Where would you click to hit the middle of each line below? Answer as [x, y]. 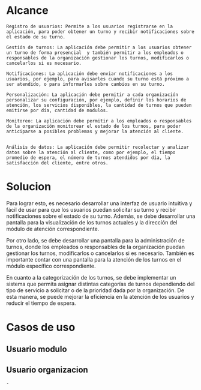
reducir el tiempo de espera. [41, 303]
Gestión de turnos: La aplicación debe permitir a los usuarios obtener [99, 47]
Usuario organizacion [47, 370]
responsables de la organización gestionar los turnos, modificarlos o [97, 58]
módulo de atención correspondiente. [53, 229]
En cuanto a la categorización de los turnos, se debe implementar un [91, 277]
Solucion [29, 187]
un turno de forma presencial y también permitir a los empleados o [95, 52]
